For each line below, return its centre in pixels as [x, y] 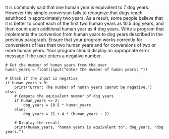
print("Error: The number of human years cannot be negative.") [83, 87]
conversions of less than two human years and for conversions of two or [81, 45]
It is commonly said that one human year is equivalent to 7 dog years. [77, 7]
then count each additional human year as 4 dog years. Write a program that [84, 29]
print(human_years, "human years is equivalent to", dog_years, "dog [89, 127]
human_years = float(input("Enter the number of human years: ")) [76, 69]
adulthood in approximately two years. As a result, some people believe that [84, 18]
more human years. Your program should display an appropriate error [77, 50]
